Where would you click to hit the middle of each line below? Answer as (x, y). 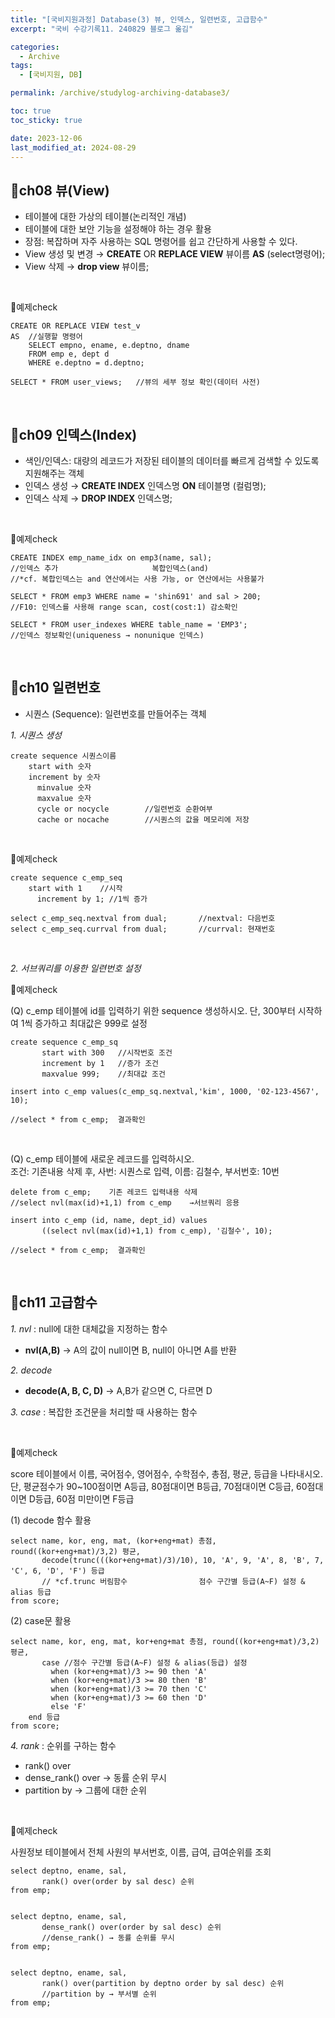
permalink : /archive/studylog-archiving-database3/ (120, 93)
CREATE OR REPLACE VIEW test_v (75, 326)
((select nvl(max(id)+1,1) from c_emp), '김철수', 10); (157, 1231)
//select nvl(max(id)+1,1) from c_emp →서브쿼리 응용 (125, 1202)
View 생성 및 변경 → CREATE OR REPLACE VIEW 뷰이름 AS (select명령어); (175, 254)
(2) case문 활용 (41, 1620)
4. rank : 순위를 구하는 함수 (63, 1745)
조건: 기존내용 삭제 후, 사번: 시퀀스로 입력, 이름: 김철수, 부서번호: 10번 (145, 1171)
